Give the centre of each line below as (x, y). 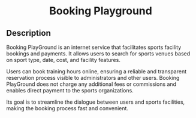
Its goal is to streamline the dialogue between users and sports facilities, (96, 102)
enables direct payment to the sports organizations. (70, 90)
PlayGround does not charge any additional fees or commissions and (91, 84)
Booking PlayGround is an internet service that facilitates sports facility (94, 47)
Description (28, 33)
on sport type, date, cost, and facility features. (64, 60)
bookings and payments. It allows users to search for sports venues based (98, 54)
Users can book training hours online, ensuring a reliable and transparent (97, 72)
